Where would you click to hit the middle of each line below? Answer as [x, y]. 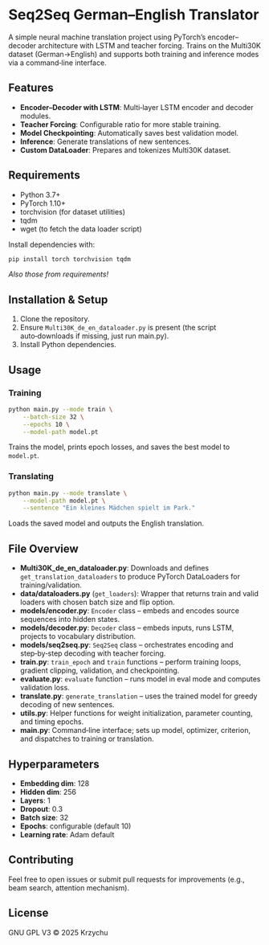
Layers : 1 [35, 800]
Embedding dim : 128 [55, 783]
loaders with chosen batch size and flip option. [97, 602]
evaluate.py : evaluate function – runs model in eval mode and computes [140, 679]
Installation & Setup [58, 299]
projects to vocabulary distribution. [78, 636]
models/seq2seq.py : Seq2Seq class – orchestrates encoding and [127, 645]
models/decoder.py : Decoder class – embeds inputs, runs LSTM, [127, 628]
